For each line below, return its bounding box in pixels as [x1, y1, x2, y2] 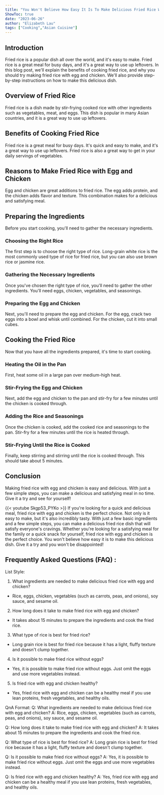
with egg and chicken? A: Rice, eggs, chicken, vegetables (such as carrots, [5, 710, 156, 716]
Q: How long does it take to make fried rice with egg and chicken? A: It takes [5, 724, 159, 730]
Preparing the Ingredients [5, 212, 85, 221]
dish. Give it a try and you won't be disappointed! [5, 541, 104, 547]
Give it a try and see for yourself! [5, 495, 71, 501]
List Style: [5, 568, 25, 574]
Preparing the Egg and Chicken [5, 300, 81, 307]
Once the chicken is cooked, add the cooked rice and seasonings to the [5, 424, 150, 430]
